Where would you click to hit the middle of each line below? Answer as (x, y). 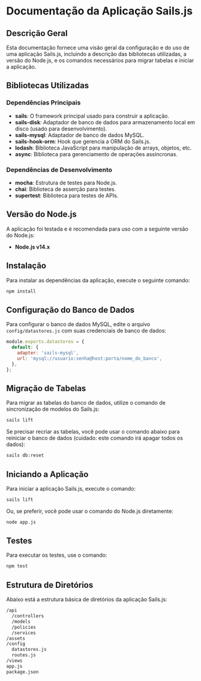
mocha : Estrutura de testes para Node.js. (66, 183)
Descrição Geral (37, 33)
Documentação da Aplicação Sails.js (100, 11)
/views (14, 661)
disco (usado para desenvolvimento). (61, 129)
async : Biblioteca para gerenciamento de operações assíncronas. (96, 154)
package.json (22, 672)
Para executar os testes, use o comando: (57, 555)
